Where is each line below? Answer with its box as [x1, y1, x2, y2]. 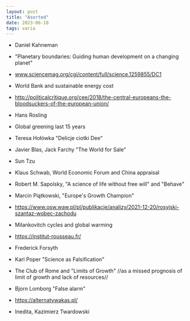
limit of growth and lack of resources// [14, 274, 108, 281]
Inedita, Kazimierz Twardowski [14, 308, 90, 315]
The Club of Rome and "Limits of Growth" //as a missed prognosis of [14, 268, 182, 275]
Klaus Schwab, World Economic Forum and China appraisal [14, 169, 160, 176]
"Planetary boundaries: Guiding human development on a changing [14, 53, 179, 60]
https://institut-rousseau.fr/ [14, 233, 81, 240]
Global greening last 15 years [14, 123, 86, 131]
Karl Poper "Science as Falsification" [14, 256, 105, 263]
